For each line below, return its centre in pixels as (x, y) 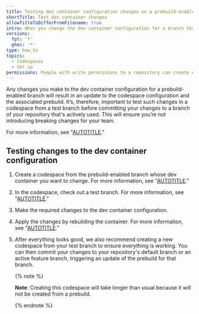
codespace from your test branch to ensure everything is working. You (101, 246)
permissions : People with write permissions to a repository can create (98, 72)
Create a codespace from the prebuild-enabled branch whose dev (96, 175)
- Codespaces (28, 61)
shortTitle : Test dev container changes (57, 17)
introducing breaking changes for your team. (61, 121)
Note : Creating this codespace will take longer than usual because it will (103, 288)
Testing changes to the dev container (76, 151)
